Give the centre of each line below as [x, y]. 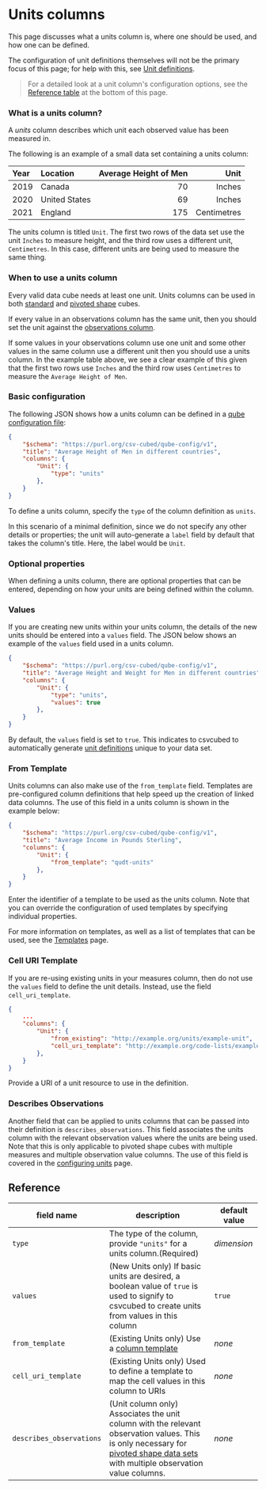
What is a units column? [55, 112]
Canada [55, 187]
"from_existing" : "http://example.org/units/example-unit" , [152, 1039]
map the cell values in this [158, 1381]
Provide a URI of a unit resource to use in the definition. [98, 1083]
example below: [34, 811]
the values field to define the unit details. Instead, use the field [110, 986]
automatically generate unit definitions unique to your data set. [110, 748]
